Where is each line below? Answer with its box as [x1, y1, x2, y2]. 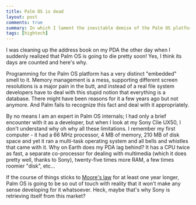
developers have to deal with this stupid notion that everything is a [6, 89, 166, 96]
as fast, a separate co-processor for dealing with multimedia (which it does [6, 150, 187, 157]
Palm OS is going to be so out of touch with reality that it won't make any [6, 180, 181, 187]
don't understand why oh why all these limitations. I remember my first [6, 125, 176, 132]
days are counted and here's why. [6, 59, 87, 66]
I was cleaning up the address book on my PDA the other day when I [6, 46, 171, 53]
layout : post [6, 14, 38, 20]
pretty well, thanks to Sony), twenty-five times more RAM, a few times [6, 156, 174, 163]
